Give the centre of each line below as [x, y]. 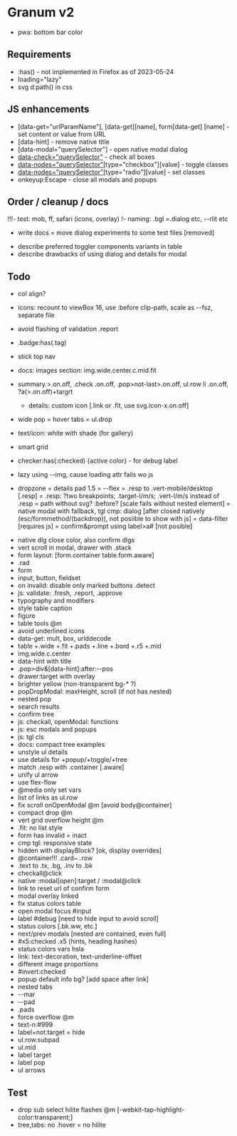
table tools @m [40, 624]
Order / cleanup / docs [58, 201]
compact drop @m [45, 812]
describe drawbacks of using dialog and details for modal [102, 254]
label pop [31, 1063]
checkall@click [40, 873]
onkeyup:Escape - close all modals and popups [87, 180]
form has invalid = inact [52, 835]
